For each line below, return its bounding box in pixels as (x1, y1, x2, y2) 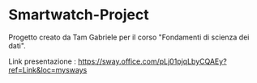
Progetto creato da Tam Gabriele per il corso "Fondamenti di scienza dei (8, 32, 250, 42)
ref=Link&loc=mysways (8, 64, 88, 74)
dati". (8, 40, 26, 50)
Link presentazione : (8, 56, 77, 66)
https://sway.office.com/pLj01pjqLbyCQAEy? (78, 56, 227, 66)
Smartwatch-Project (8, 6, 149, 24)
